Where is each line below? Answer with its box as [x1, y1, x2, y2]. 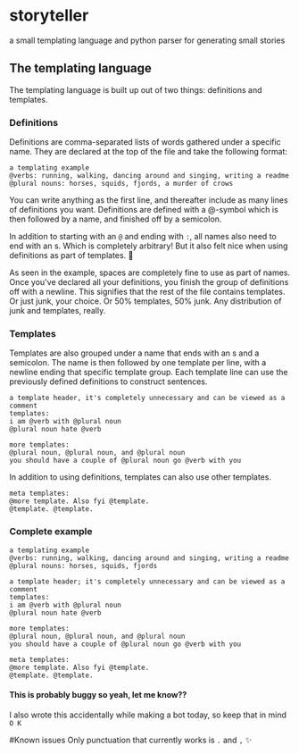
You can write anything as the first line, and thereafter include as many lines [9, 195, 288, 205]
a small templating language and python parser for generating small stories [9, 35, 286, 46]
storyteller [9, 5, 89, 26]
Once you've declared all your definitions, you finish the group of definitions [9, 277, 289, 288]
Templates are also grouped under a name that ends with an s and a [9, 348, 260, 358]
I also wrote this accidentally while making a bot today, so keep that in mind [9, 709, 287, 720]
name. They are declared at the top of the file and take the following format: [9, 147, 288, 157]
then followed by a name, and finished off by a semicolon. [9, 214, 222, 224]
